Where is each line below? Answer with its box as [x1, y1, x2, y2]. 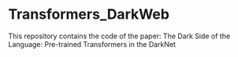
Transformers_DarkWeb [8, 5, 169, 23]
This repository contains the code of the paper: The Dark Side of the [8, 31, 231, 41]
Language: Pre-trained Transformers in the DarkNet [8, 39, 176, 48]
